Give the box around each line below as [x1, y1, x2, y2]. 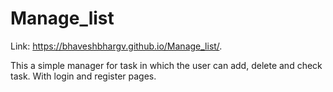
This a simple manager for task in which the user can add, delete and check [10, 59, 323, 71]
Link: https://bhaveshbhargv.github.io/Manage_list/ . [10, 40, 223, 52]
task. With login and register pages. [10, 70, 157, 82]
